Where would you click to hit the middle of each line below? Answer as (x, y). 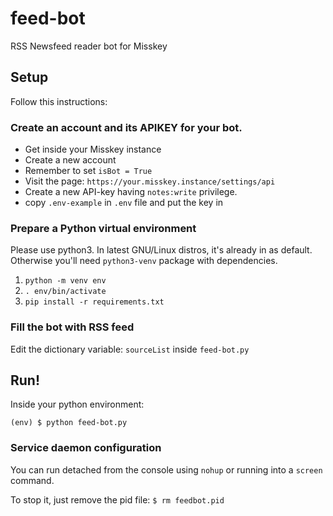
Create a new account (70, 160)
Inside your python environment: (77, 404)
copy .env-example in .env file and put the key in (124, 203)
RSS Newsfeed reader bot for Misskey (89, 46)
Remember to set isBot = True (88, 171)
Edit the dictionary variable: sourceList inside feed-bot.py (130, 349)
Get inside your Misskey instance (93, 149)
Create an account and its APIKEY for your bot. (126, 127)
